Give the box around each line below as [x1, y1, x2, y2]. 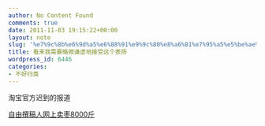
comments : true [8, 19, 58, 27]
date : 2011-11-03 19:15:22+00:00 [8, 26, 118, 34]
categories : [8, 63, 47, 71]
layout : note [8, 33, 51, 42]
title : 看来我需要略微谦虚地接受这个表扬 [8, 48, 128, 56]
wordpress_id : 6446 [8, 56, 73, 64]
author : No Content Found [8, 11, 93, 20]
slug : [8, 41, 26, 49]
